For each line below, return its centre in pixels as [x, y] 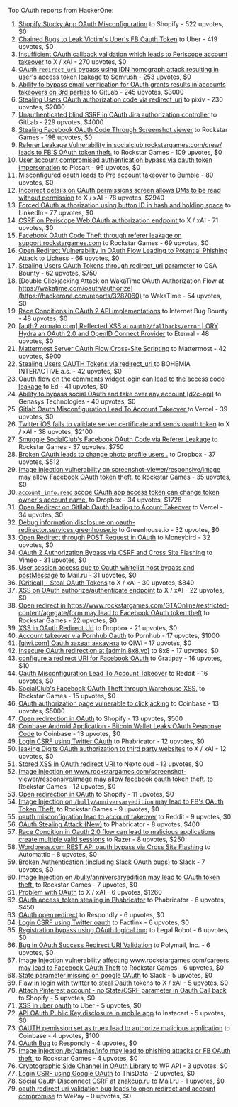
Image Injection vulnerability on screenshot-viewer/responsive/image [119, 469]
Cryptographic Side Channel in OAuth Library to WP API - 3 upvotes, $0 [123, 1066]
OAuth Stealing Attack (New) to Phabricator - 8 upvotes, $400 [109, 824]
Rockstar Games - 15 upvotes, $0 [67, 696]
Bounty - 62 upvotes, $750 [58, 273]
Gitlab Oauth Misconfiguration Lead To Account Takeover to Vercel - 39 [123, 409]
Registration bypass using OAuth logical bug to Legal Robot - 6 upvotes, [124, 930]
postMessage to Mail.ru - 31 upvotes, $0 [77, 575]
